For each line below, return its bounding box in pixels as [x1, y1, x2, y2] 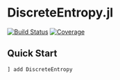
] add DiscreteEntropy [7, 66, 73, 73]
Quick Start [7, 48, 58, 59]
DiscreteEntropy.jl [7, 5, 114, 21]
